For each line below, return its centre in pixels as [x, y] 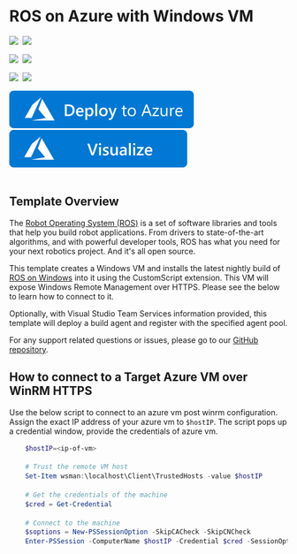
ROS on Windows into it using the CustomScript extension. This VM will [139, 277]
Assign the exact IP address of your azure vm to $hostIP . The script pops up [148, 421]
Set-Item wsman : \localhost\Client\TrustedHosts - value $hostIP [144, 476]
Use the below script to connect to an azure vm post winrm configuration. [144, 412]
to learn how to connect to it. [62, 296]
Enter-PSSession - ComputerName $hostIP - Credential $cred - [138, 542]
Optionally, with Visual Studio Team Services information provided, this [138, 313]
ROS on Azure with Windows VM [131, 16]
